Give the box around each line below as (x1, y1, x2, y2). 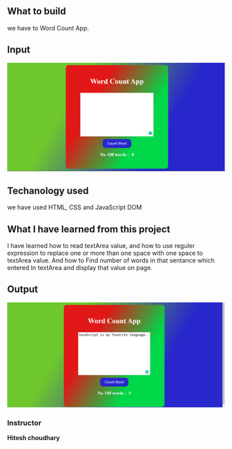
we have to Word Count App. (7, 23, 90, 32)
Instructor (7, 418, 41, 428)
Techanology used (7, 184, 89, 196)
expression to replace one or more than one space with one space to (7, 249, 204, 257)
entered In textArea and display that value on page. (7, 264, 153, 271)
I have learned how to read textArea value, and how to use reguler (7, 242, 195, 249)
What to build (7, 6, 66, 17)
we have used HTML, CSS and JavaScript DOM (7, 203, 142, 211)
